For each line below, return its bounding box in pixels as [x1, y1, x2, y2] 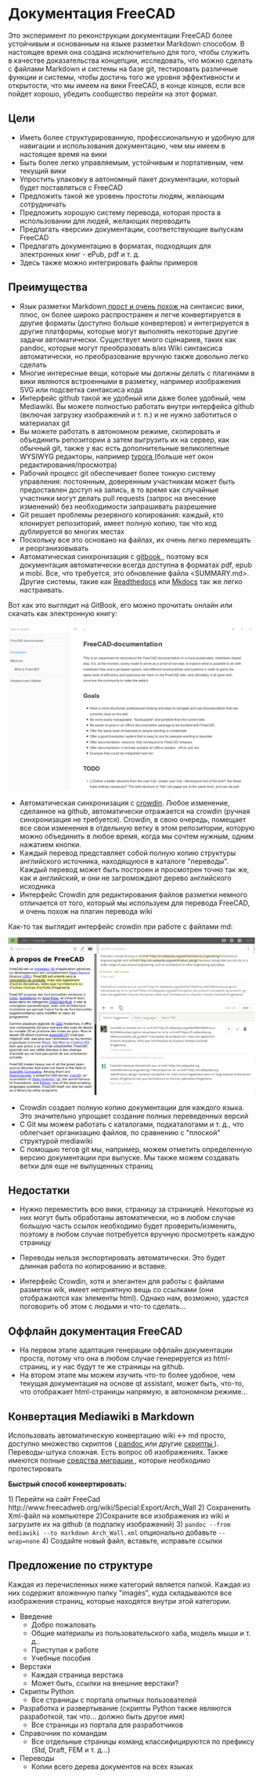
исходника [19, 882, 56, 891]
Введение [19, 1611, 53, 1621]
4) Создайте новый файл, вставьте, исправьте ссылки [41, 1536, 223, 1546]
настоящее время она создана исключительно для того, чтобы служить [8, 47, 250, 57]
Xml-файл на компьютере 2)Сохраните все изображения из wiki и [8, 1511, 229, 1521]
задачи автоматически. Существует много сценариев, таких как [19, 334, 236, 344]
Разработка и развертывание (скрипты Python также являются [19, 1703, 232, 1712]
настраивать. [19, 585, 64, 594]
